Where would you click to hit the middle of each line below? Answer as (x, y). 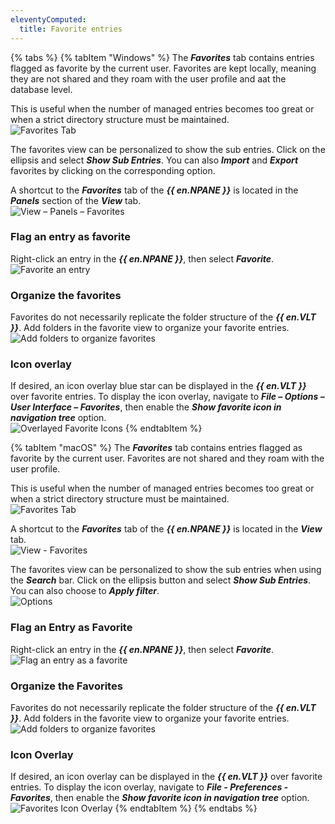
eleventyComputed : (48, 19)
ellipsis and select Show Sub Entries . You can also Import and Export (154, 160)
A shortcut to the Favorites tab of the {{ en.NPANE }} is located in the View (166, 529)
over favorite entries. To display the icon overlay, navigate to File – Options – (167, 397)
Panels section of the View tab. (76, 200)
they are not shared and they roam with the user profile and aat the (148, 78)
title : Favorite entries (71, 29)
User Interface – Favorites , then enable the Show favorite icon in (146, 407)
